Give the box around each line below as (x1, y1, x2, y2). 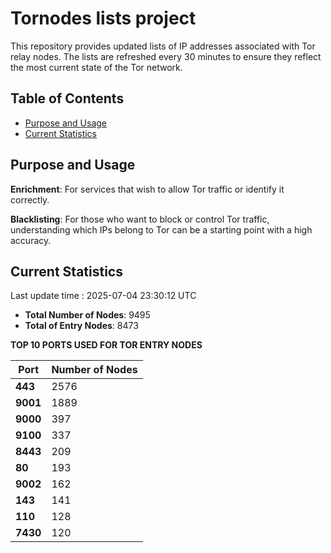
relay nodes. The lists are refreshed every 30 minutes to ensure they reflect (10, 50, 322, 62)
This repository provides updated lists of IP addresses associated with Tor (10, 40, 316, 52)
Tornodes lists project (10, 7, 197, 30)
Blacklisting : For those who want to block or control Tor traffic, (10, 213, 270, 225)
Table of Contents (10, 90, 125, 107)
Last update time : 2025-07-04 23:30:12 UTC (10, 290, 197, 302)
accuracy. (10, 234, 52, 246)
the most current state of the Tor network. (10, 61, 183, 73)
